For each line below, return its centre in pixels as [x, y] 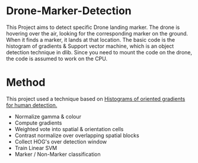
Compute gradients [38, 123]
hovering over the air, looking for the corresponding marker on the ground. [97, 33]
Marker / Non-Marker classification [58, 154]
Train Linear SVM [36, 148]
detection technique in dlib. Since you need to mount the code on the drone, [99, 52]
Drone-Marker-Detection [69, 11]
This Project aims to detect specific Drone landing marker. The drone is [93, 27]
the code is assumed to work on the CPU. [57, 58]
